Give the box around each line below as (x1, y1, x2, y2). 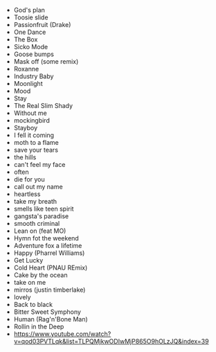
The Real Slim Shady (13, 102, 73, 109)
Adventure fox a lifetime (13, 242, 82, 249)
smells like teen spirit (13, 204, 74, 213)
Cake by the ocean (13, 271, 68, 279)
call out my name (13, 183, 64, 191)
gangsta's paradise (13, 212, 69, 220)
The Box (13, 35, 38, 44)
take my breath (13, 197, 57, 205)
